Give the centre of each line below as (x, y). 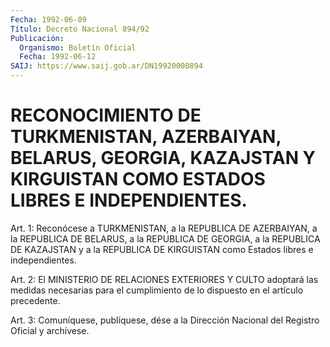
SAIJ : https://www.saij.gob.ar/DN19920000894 (106, 66)
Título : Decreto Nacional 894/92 (80, 29)
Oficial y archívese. (50, 330)
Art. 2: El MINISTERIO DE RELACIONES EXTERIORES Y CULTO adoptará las (164, 279)
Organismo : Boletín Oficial (78, 47)
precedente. (35, 300)
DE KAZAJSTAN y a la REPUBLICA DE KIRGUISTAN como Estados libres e (162, 249)
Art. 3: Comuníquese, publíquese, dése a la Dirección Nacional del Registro (165, 320)
